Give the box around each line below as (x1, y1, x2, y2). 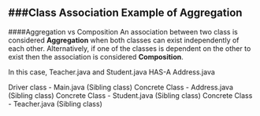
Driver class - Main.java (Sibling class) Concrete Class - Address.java (8, 82, 234, 92)
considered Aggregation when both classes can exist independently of (8, 35, 240, 45)
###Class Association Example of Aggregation (8, 6, 243, 20)
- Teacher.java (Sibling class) (8, 99, 102, 108)
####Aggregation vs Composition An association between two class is (8, 27, 238, 36)
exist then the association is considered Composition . (8, 52, 184, 61)
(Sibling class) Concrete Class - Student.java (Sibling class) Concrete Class (8, 90, 253, 100)
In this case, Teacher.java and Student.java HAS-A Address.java (8, 67, 215, 77)
